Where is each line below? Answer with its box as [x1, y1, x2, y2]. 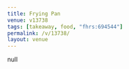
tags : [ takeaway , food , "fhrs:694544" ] [7, 23, 123, 30]
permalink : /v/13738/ [7, 29, 70, 37]
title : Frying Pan [7, 10, 61, 17]
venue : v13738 [7, 17, 49, 24]
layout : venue [7, 36, 49, 43]
